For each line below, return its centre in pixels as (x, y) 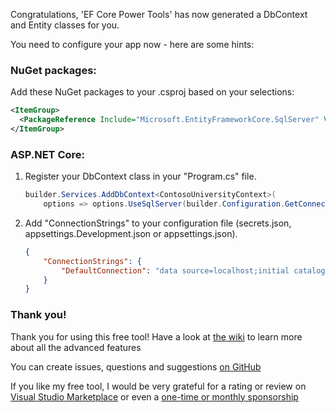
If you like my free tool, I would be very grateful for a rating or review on (158, 386)
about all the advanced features (76, 347)
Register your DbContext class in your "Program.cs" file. (140, 176)
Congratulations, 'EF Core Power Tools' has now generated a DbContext (159, 14)
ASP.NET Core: (47, 154)
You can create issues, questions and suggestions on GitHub (136, 366)
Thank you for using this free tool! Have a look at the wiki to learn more (156, 336)
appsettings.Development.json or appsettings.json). (131, 233)
